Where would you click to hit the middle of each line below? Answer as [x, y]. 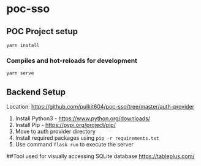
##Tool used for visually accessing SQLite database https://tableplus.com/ [100, 156]
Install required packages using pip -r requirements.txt [87, 138]
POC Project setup [42, 31]
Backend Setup [36, 92]
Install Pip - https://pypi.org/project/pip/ [66, 125]
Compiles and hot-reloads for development [72, 60]
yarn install [23, 45]
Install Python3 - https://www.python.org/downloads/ [83, 118]
